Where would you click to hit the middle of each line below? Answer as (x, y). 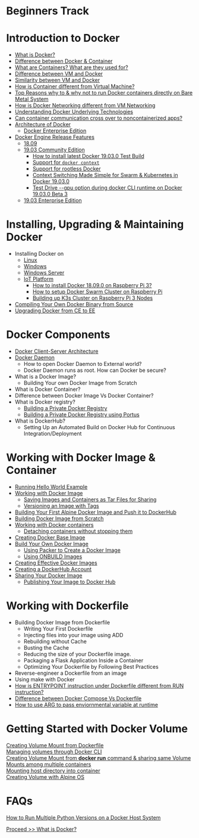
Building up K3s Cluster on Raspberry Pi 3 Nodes (93, 298)
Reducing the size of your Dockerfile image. (77, 654)
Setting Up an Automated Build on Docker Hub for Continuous (99, 427)
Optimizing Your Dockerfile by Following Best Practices (91, 666)
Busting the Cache (46, 647)
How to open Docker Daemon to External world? (83, 364)
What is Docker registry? (45, 402)
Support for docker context (66, 163)
